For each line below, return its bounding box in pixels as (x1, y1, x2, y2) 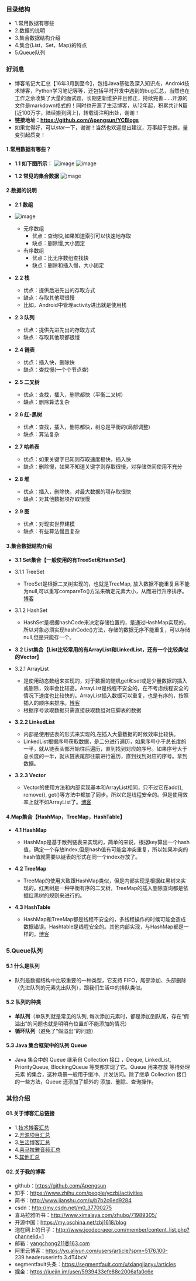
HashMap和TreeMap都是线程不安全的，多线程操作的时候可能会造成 (23, 916, 186, 923)
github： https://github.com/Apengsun (14, 1182, 106, 1189)
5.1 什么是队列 (6, 962, 40, 969)
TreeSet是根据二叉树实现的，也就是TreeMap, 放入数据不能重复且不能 (23, 580, 190, 587)
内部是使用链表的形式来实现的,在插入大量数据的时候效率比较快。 (23, 731, 179, 738)
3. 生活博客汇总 (14, 1139, 51, 1146)
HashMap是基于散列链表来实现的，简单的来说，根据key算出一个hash (23, 839, 190, 846)
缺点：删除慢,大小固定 (32, 240, 85, 246)
